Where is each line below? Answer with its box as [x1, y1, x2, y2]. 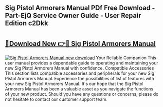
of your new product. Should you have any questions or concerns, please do [5, 91, 159, 97]
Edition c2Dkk [5, 19, 49, 27]
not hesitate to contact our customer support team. [5, 96, 108, 102]
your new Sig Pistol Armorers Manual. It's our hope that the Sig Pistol [5, 81, 144, 86]
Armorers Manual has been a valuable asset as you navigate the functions [5, 86, 154, 92]
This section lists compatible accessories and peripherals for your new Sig [5, 70, 155, 76]
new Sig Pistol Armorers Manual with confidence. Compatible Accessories [5, 65, 154, 71]
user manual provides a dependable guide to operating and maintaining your [5, 60, 159, 65]
